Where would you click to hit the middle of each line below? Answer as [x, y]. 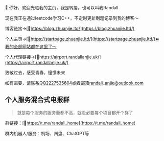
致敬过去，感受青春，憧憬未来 [35, 72]
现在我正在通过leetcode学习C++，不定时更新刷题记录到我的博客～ [72, 18]
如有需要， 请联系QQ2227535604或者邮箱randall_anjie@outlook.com [74, 83]
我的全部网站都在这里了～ [31, 47]
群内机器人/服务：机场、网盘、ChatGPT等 [47, 133]
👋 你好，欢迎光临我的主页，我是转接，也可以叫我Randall [62, 8]
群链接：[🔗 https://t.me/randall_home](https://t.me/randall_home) [70, 123]
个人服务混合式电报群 [37, 100]
